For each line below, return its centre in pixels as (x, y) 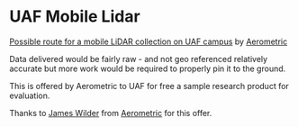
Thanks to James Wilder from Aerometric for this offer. (111, 113)
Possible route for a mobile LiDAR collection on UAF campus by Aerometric (149, 41)
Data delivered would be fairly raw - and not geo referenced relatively (139, 59)
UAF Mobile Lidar (75, 17)
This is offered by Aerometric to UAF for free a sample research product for (149, 86)
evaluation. (30, 95)
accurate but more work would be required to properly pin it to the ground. (148, 68)
